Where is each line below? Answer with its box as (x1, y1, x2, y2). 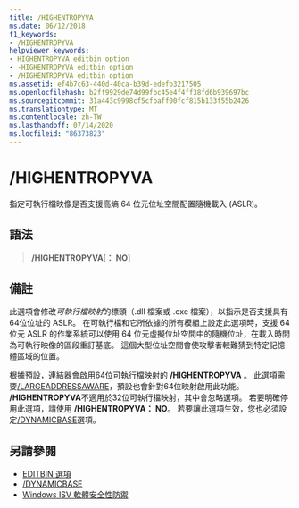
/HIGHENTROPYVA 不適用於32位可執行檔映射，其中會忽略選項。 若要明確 (9, 392, 281, 403)
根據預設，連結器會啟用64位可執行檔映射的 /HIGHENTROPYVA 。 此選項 (9, 370, 278, 380)
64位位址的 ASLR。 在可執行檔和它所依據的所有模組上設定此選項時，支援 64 (9, 318, 290, 329)
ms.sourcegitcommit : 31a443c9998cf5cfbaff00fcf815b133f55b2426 (9, 96, 250, 105)
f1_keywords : (9, 29, 58, 38)
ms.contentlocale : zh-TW (9, 112, 102, 121)
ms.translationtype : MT (9, 104, 98, 113)
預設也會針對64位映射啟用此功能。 (116, 381, 245, 392)
